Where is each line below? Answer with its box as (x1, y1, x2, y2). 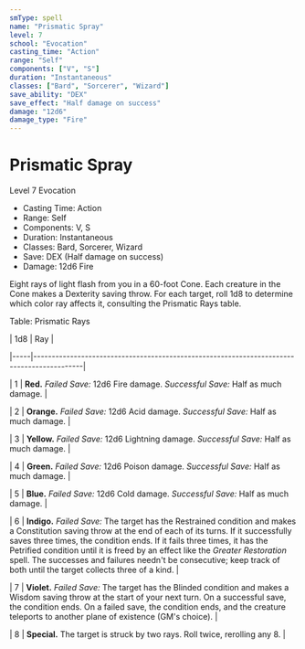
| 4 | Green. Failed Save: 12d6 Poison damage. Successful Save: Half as (9, 461, 280, 472)
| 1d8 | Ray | (9, 334, 55, 345)
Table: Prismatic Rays (9, 316, 90, 327)
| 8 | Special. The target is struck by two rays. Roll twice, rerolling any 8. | (9, 629, 286, 640)
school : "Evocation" (9, 38, 89, 48)
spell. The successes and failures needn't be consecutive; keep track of (9, 555, 280, 566)
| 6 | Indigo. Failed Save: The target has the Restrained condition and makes (9, 516, 297, 527)
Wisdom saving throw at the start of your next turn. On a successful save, (9, 591, 287, 603)
